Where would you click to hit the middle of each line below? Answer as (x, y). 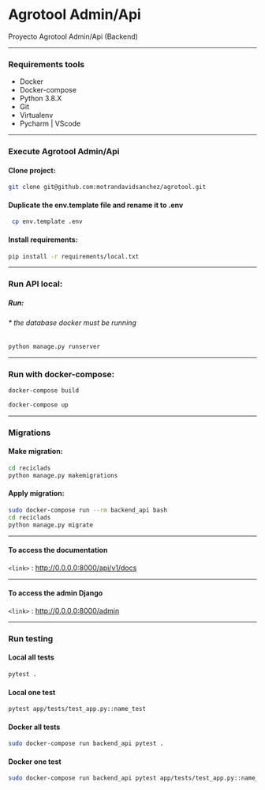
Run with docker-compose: (62, 374)
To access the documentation (58, 550)
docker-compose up (38, 405)
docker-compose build (44, 391)
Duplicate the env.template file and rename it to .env (96, 205)
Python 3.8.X (41, 98)
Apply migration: (36, 493)
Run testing (31, 638)
